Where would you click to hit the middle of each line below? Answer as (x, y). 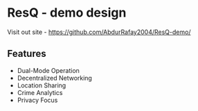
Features (27, 54)
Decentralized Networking (54, 78)
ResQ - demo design (67, 13)
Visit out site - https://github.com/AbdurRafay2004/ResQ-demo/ (99, 32)
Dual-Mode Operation (48, 70)
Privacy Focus (37, 100)
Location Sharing (42, 85)
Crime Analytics (40, 92)
